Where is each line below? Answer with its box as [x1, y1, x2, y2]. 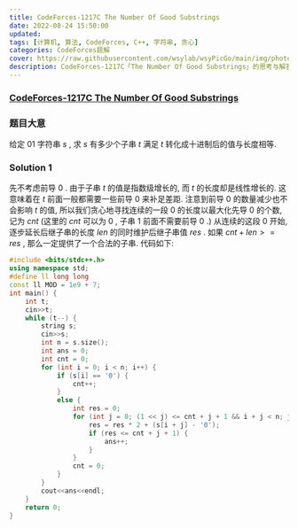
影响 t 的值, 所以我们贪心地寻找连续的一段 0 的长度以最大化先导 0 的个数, [16, 205, 282, 215]
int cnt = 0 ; [41, 354, 90, 363]
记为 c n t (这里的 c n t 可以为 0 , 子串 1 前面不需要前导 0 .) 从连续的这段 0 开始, [9, 216, 288, 227]
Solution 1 [9, 161, 52, 174]
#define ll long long [9, 272, 90, 282]
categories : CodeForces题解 [9, 46, 111, 55]
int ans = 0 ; [41, 346, 90, 355]
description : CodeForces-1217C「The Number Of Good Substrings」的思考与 [9, 63, 279, 72]
